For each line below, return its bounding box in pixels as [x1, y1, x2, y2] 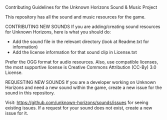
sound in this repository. [5, 90, 55, 95]
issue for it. [5, 110, 28, 116]
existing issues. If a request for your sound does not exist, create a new [5, 105, 152, 110]
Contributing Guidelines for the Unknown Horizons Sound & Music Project [5, 4, 157, 10]
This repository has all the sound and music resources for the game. [5, 14, 146, 19]
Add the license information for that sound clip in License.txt [12, 49, 137, 55]
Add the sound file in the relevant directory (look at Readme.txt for [12, 38, 149, 44]
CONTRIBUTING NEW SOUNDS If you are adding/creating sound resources [5, 23, 161, 29]
